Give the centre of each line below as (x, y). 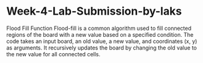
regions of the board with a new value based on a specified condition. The (100, 34)
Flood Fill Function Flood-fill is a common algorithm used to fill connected (99, 28)
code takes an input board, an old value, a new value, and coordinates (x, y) (102, 41)
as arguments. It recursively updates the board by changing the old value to (102, 48)
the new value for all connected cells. (54, 54)
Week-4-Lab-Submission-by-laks (94, 11)
